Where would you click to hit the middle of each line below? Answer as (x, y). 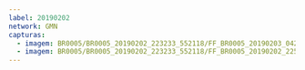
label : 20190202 (39, 18)
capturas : (27, 35)
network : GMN (33, 26)
